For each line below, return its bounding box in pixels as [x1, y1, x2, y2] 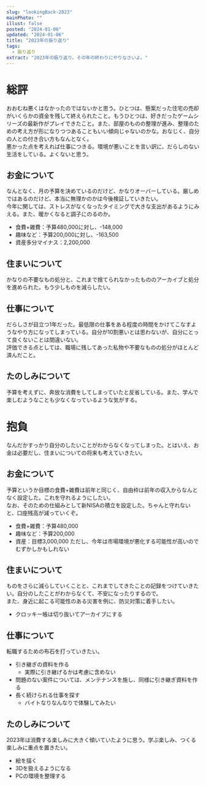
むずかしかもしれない [15, 545, 69, 553]
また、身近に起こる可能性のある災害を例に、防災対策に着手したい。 [6, 597, 178, 605]
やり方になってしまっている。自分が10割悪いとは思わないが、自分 [17, 329, 183, 335]
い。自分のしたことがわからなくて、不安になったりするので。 [6, 590, 162, 597]
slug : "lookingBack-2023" [6, 9, 72, 15]
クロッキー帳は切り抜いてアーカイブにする [15, 611, 123, 618]
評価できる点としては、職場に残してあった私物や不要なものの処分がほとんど [6, 344, 199, 351]
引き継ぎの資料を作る [15, 661, 69, 668]
